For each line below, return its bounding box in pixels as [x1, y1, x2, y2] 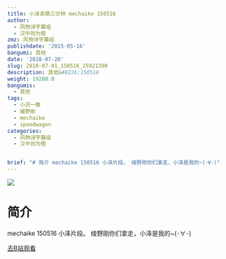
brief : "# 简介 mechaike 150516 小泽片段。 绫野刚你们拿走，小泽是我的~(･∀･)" [7, 159, 220, 167]
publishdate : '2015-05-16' [7, 43, 86, 50]
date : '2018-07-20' [7, 56, 64, 63]
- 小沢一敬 [13, 101, 41, 108]
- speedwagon [13, 120, 52, 128]
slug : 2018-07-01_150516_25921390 [7, 62, 108, 69]
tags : [7, 95, 23, 102]
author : [7, 17, 30, 24]
